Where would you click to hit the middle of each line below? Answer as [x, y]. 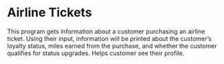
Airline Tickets [50, 13]
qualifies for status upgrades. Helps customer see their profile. [96, 53]
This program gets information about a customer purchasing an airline [106, 31]
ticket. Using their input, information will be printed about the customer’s [109, 38]
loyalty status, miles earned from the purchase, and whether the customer [112, 46]
